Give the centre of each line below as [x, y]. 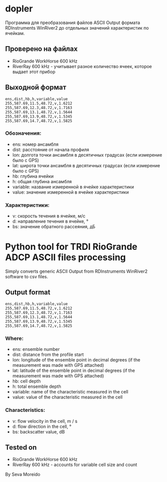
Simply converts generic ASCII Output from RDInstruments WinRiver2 [77, 271]
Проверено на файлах [42, 49]
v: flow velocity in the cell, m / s [45, 421]
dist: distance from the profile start [48, 355]
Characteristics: [25, 410]
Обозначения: [23, 133]
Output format [28, 293]
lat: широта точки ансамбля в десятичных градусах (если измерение [86, 165]
